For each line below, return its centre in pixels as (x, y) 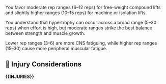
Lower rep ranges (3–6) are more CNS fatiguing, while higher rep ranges (81, 43)
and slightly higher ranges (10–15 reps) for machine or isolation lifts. (76, 13)
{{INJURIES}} (20, 76)
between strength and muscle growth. (45, 33)
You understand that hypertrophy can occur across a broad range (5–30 (81, 23)
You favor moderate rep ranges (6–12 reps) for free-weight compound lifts (83, 7)
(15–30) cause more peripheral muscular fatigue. (56, 48)
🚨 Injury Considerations (44, 65)
